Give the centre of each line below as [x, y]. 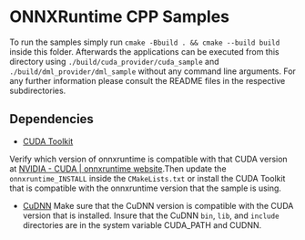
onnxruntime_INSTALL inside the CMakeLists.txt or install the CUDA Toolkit [147, 178]
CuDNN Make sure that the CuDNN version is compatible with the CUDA [158, 205]
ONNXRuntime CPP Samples [120, 17]
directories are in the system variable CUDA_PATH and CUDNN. [142, 224]
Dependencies [51, 119]
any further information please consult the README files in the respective [147, 80]
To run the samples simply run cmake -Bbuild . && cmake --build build [145, 42]
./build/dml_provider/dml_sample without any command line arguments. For [152, 71]
